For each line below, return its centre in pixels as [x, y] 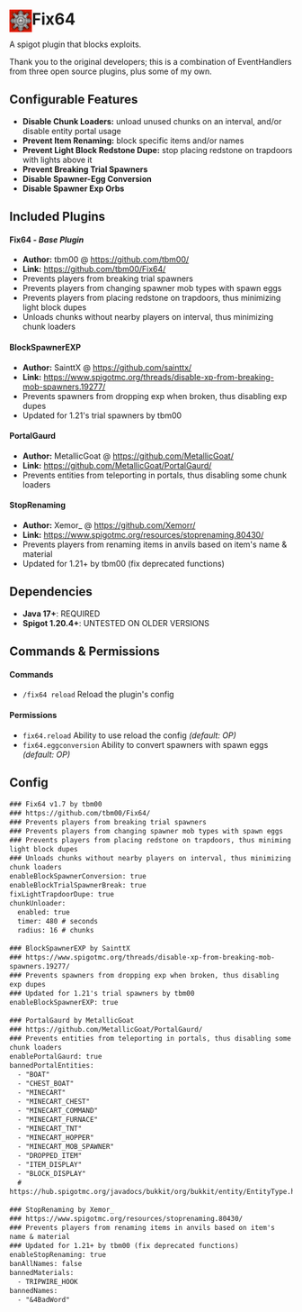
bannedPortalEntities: [52, 1066]
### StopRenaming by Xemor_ [62, 1210]
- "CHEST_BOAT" [46, 1084]
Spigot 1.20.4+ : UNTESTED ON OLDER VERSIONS [115, 623]
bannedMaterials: [42, 1273]
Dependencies [51, 592]
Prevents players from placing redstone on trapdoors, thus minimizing [151, 298]
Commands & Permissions [84, 652]
